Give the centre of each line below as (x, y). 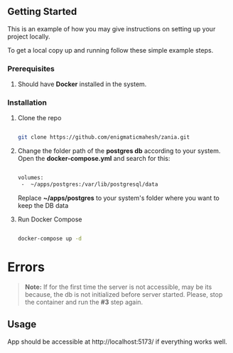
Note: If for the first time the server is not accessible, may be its (118, 287)
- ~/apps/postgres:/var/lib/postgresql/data (90, 184)
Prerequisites (31, 68)
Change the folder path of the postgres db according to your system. (119, 151)
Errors (26, 267)
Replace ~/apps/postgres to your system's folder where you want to (119, 198)
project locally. (29, 36)
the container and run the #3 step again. (84, 302)
